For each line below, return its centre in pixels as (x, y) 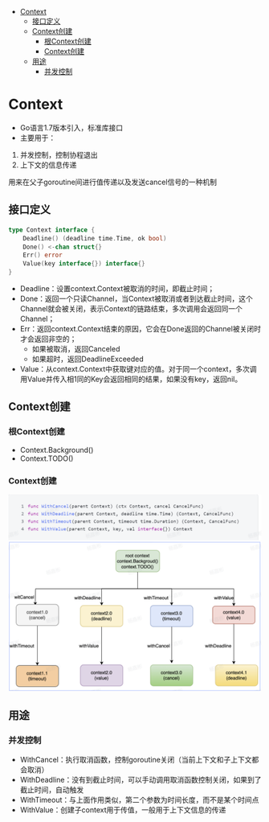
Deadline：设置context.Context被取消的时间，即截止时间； (117, 288)
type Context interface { (51, 230)
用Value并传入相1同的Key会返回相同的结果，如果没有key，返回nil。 (131, 379)
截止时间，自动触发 (52, 789)
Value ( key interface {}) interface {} (84, 264)
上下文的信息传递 (48, 165)
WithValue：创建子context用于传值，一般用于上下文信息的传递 (123, 810)
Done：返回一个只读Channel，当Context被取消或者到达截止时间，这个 (136, 298)
